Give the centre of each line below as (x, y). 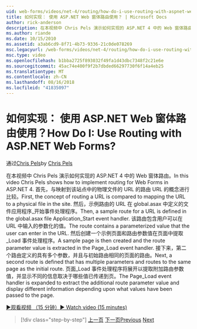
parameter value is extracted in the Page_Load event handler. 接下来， (91, 247)
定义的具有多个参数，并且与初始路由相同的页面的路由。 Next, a (97, 255)
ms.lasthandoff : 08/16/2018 (40, 83)
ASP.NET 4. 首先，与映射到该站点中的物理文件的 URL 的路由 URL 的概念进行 (98, 189)
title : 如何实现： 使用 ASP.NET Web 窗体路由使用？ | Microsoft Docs (86, 17)
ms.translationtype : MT (35, 72)
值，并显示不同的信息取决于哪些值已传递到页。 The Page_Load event (89, 276)
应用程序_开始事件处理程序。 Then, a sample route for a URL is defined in (98, 211)
